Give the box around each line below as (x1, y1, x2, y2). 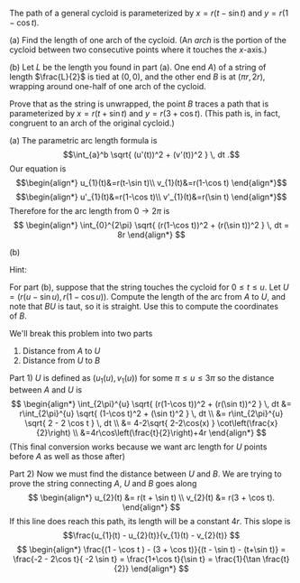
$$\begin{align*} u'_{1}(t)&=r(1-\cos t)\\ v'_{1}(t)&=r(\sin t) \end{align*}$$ (15, 191, 287, 202)
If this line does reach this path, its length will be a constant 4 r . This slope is (9, 515, 291, 526)
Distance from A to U (22, 346, 101, 356)
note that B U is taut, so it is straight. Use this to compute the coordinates (9, 301, 279, 311)
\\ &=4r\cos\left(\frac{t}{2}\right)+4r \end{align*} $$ (72, 427, 268, 438)
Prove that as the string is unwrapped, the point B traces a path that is (9, 98, 269, 109)
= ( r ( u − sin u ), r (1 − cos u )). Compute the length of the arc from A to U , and (9, 291, 286, 301)
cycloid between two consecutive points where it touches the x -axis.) (9, 44, 268, 55)
